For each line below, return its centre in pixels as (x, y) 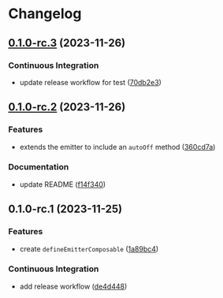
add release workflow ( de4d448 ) (73, 286)
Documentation (39, 167)
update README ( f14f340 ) (63, 184)
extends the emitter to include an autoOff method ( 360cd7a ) (117, 147)
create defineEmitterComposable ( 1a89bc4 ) (89, 248)
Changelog (45, 14)
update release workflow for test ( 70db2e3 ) (90, 82)
